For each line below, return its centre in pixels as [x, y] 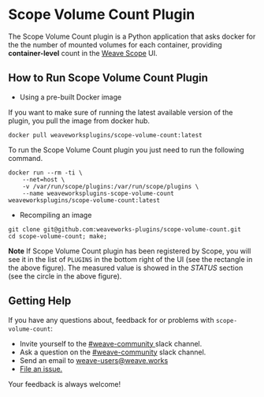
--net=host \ [44, 179]
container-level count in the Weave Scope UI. [83, 53]
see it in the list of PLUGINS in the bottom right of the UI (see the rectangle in [130, 259]
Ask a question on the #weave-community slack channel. [113, 352]
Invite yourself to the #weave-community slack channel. [111, 343]
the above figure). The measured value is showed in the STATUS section [126, 268]
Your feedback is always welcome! [65, 384]
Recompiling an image [56, 215]
